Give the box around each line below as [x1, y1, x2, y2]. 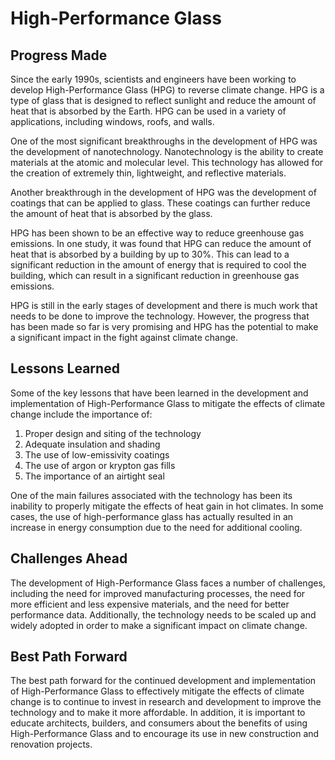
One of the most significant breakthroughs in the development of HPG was [10, 135, 318, 147]
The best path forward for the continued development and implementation [10, 675, 317, 687]
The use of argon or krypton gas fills [24, 459, 176, 471]
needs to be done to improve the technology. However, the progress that [10, 310, 310, 322]
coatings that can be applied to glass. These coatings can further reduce [10, 197, 311, 209]
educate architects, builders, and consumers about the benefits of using [10, 717, 308, 729]
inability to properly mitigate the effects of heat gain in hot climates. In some [10, 500, 324, 512]
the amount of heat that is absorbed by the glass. [10, 208, 213, 219]
